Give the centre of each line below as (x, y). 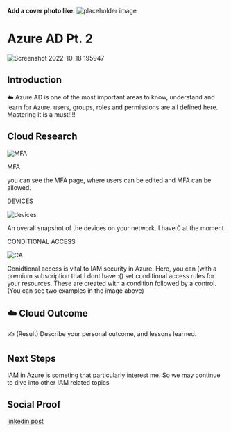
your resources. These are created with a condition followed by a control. (112, 283)
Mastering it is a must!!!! (42, 114)
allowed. (19, 187)
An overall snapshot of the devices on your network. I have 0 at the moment (115, 228)
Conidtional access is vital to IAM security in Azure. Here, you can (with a (112, 269)
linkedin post (25, 421)
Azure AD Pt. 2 (50, 39)
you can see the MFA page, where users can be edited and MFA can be (109, 180)
